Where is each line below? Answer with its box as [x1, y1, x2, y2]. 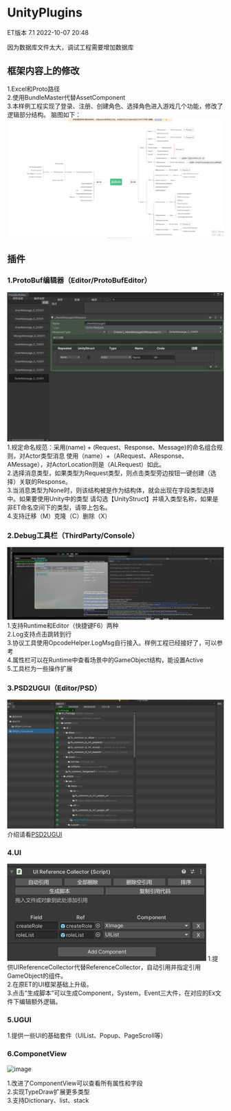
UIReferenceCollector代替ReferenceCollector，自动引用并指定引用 [12, 963, 201, 971]
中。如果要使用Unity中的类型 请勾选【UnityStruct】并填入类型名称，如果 [7, 494, 213, 503]
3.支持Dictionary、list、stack [7, 1096, 89, 1104]
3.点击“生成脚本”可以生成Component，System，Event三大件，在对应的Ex [7, 989, 216, 998]
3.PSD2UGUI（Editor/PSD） [7, 683, 102, 692]
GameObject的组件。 [7, 971, 67, 980]
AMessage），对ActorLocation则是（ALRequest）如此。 [7, 460, 166, 468]
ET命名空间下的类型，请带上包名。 [12, 503, 111, 511]
